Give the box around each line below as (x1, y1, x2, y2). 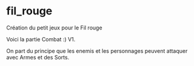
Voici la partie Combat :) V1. (6, 35, 76, 43)
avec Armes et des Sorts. (6, 53, 70, 61)
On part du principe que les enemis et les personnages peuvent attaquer (6, 47, 188, 55)
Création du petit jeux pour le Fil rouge (6, 24, 102, 31)
